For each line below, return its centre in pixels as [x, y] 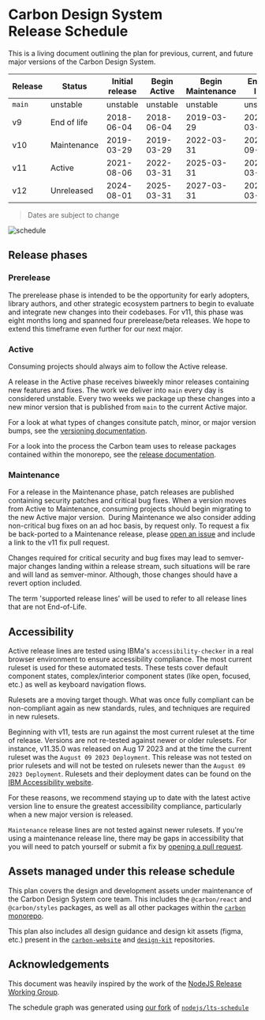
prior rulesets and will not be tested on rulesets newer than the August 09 [127, 766]
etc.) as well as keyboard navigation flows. [77, 684]
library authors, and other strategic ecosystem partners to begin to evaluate [131, 303]
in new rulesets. [34, 717]
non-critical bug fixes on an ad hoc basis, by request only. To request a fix [129, 526]
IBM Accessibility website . [51, 783]
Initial [122, 81]
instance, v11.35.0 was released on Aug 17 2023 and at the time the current [130, 749]
